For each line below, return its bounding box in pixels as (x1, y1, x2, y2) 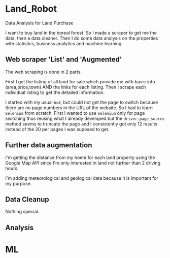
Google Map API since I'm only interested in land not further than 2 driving (5, 159, 161, 166)
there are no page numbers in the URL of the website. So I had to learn (5, 105, 153, 111)
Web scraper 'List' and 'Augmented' (5, 55, 122, 64)
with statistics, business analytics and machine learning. (5, 40, 123, 46)
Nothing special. (5, 209, 40, 215)
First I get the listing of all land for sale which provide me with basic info (5, 78, 156, 84)
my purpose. (5, 180, 32, 186)
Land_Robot (5, 3, 57, 15)
